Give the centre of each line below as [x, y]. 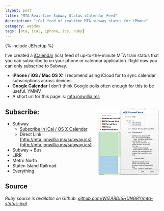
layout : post [18, 10]
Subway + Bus [27, 150]
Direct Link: [31, 134]
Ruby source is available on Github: [41, 198]
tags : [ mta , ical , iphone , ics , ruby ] [45, 31]
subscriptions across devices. [42, 81]
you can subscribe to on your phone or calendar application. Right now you [81, 61]
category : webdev [23, 26]
